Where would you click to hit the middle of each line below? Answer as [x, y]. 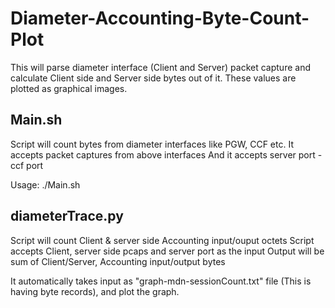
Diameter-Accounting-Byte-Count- [160, 18]
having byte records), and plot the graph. [95, 291]
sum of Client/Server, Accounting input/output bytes [118, 261]
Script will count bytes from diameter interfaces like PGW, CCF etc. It [152, 144]
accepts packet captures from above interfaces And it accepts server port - [166, 154]
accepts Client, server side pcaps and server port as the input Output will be [167, 251]
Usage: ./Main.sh [45, 184]
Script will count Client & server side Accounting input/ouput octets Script [162, 240]
